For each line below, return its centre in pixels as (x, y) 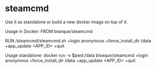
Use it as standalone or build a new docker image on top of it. (66, 22)
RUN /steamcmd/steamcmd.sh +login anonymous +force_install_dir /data (78, 41)
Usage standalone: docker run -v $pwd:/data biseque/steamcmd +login (77, 55)
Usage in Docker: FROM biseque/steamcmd (49, 31)
